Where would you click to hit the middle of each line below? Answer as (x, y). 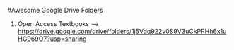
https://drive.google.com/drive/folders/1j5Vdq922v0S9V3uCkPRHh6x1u (122, 31)
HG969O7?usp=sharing (52, 39)
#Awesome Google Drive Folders (55, 10)
